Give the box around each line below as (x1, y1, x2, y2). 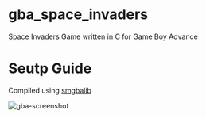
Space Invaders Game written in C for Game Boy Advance (8, 32, 199, 41)
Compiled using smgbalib (8, 86, 91, 95)
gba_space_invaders (8, 6, 149, 24)
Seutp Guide (8, 59, 92, 78)
